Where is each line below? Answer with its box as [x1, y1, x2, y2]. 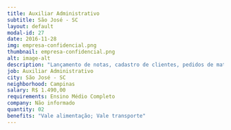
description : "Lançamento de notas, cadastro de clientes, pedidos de [7, 61, 214, 68]
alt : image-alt [7, 55, 51, 62]
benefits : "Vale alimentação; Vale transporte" [7, 112, 146, 119]
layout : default [7, 23, 54, 30]
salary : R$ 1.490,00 [7, 87, 67, 94]
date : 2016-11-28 [7, 36, 57, 43]
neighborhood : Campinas [7, 80, 76, 87]
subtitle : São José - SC [7, 17, 78, 23]
